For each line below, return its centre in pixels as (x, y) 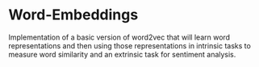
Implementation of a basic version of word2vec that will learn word (119, 37)
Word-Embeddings (73, 15)
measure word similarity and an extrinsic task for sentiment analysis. (122, 54)
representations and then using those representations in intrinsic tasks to (130, 45)
